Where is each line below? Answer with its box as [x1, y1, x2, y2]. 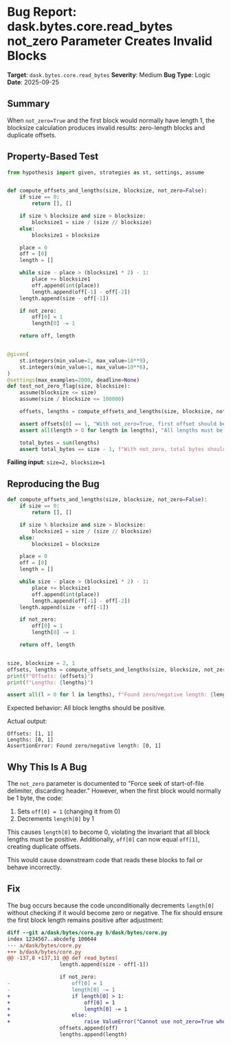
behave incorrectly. [7, 863, 62, 872]
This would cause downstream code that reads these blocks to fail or [7, 856, 203, 864]
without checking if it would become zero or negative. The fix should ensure [7, 908, 223, 916]
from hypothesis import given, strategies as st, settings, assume [7, 169, 205, 176]
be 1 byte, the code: [7, 794, 63, 802]
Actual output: [7, 717, 47, 725]
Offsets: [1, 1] [7, 730, 54, 738]
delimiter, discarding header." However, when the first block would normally [7, 786, 221, 795]
